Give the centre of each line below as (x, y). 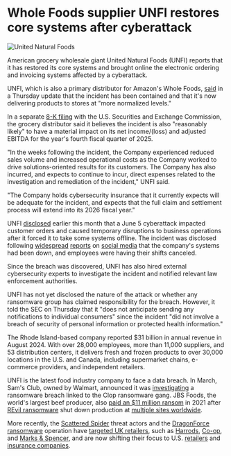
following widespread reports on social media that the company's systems (113, 245)
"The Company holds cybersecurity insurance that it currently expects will (113, 195)
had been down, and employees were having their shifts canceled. (102, 253)
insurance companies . (39, 445)
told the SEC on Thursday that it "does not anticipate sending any (101, 309)
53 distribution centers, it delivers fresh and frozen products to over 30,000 (115, 352)
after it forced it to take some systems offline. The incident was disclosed (112, 238)
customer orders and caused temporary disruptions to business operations (114, 230)
